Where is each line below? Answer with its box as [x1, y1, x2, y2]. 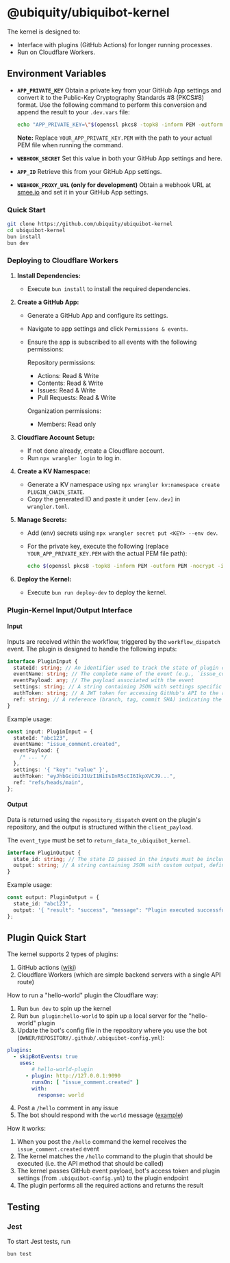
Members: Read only [37, 420, 97, 428]
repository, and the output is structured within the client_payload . [7, 823, 194, 831]
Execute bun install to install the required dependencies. [27, 284, 190, 292]
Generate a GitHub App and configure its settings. [27, 311, 168, 319]
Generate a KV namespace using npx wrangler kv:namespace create [27, 480, 220, 488]
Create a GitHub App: [16, 298, 79, 306]
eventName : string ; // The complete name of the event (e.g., [13, 671, 194, 677]
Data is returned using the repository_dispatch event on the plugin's [7, 815, 201, 823]
